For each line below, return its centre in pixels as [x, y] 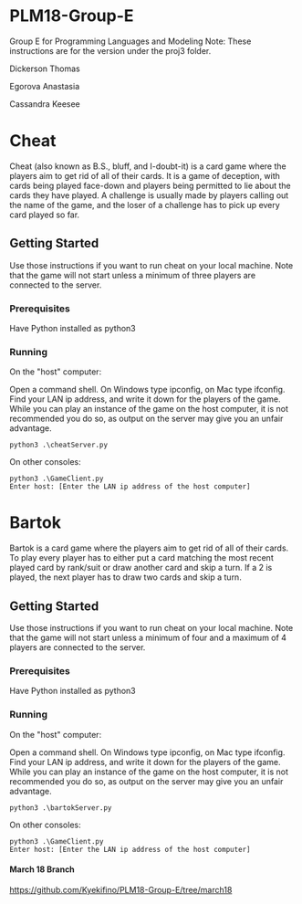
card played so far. [45, 215]
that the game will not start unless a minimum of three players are [133, 275]
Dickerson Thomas [45, 68]
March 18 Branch [42, 869]
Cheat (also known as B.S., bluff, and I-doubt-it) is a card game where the [148, 166]
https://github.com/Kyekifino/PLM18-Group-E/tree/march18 [121, 889]
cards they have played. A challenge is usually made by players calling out [149, 195]
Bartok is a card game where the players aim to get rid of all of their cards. [149, 548]
